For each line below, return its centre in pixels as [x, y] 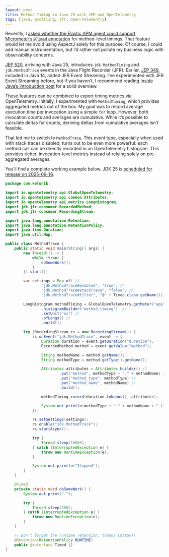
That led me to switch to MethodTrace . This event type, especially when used [84, 138]
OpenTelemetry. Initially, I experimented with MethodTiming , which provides [82, 101]
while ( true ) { [48, 258]
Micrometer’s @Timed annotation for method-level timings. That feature [78, 39]
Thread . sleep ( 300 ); [52, 508]
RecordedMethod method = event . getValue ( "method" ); [96, 346]
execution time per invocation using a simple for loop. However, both [77, 112]
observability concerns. [30, 55]
